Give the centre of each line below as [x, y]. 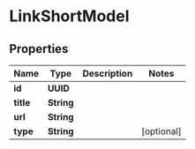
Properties [39, 49]
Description [108, 74]
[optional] [161, 131]
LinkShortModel [69, 16]
